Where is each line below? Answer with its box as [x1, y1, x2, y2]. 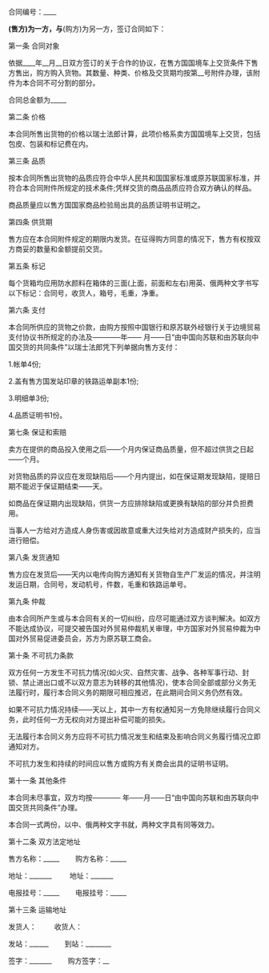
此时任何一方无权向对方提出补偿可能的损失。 [22, 715, 170, 724]
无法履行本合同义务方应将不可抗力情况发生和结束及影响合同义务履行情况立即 [8, 732, 261, 741]
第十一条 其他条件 [8, 776, 66, 785]
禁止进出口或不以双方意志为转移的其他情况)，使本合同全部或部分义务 [22, 677, 250, 687]
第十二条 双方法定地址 [8, 837, 81, 846]
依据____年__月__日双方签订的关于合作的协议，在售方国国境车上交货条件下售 [8, 58, 259, 67]
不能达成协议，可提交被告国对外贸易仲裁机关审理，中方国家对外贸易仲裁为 [8, 624, 254, 633]
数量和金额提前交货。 [35, 244, 106, 254]
